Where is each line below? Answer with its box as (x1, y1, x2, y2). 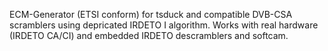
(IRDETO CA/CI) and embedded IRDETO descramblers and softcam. (9, 30, 289, 41)
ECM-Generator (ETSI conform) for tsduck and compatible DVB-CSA (9, 9, 293, 20)
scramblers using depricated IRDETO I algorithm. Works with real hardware (9, 19, 319, 31)
